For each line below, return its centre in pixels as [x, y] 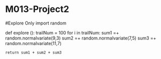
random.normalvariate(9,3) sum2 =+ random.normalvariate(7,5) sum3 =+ [81, 38]
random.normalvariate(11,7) [33, 43]
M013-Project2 [37, 9]
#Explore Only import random [36, 23]
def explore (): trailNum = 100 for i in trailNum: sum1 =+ [62, 32]
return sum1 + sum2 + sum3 [33, 52]
